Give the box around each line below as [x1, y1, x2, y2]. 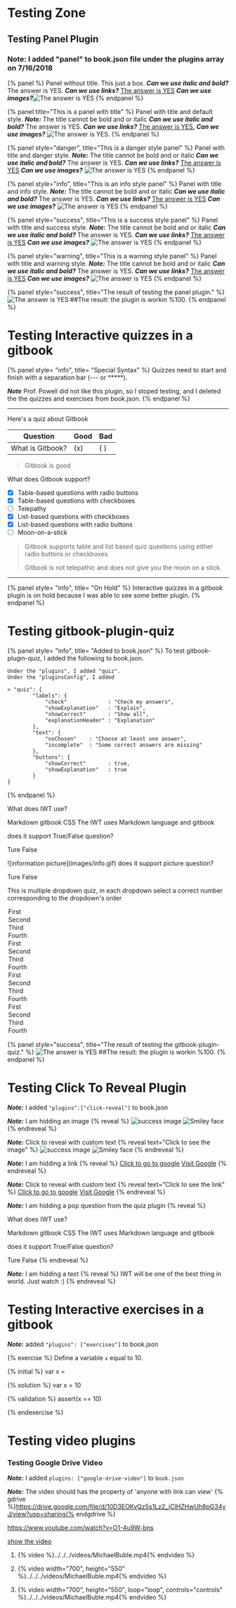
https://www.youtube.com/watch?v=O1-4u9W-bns [7, 1524, 154, 1532]
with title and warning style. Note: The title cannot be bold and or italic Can [7, 259, 225, 268]
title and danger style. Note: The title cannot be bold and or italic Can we [7, 151, 219, 159]
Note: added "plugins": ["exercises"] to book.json [7, 1340, 159, 1348]
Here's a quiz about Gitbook [7, 414, 88, 423]
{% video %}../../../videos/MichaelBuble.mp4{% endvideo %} [17, 1551, 195, 1559]
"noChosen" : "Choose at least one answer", [44, 736, 188, 743]
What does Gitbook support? [7, 475, 91, 483]
